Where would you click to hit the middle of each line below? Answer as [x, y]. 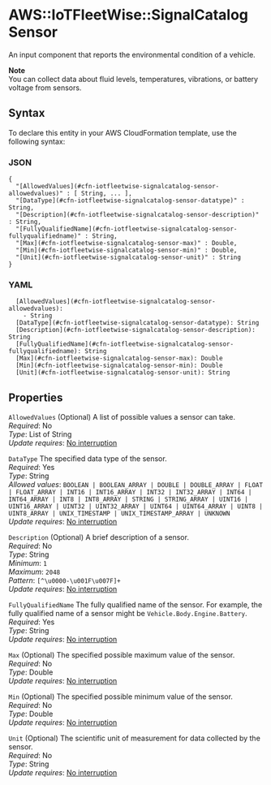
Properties [36, 397]
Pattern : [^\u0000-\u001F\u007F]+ [65, 580]
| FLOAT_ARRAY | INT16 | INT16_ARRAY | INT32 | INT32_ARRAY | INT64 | [130, 493]
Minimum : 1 [28, 563]
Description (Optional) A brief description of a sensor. [99, 537]
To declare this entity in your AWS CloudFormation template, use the [123, 132]
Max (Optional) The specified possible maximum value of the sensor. [122, 655]
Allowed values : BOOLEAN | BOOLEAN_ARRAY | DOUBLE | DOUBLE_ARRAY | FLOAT [136, 485]
